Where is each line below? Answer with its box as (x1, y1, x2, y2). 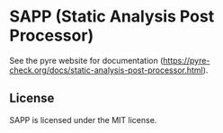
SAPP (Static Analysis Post (9, 6, 215, 27)
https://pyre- (163, 55, 210, 66)
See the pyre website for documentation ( (9, 55, 164, 66)
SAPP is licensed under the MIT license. (9, 114, 157, 125)
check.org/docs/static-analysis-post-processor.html (9, 65, 204, 75)
